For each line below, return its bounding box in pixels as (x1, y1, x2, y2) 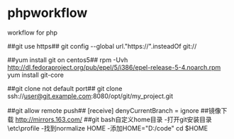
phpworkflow (7, 5, 88, 21)
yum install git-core (7, 71, 64, 79)
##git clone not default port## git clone (7, 84, 123, 92)
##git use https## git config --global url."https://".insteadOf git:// (7, 42, 197, 50)
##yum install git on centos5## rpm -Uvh (7, 55, 128, 64)
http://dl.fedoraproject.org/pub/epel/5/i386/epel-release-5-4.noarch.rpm (7, 63, 221, 71)
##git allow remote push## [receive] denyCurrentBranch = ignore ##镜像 (7, 106, 221, 114)
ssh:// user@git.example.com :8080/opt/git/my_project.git (7, 92, 174, 100)
